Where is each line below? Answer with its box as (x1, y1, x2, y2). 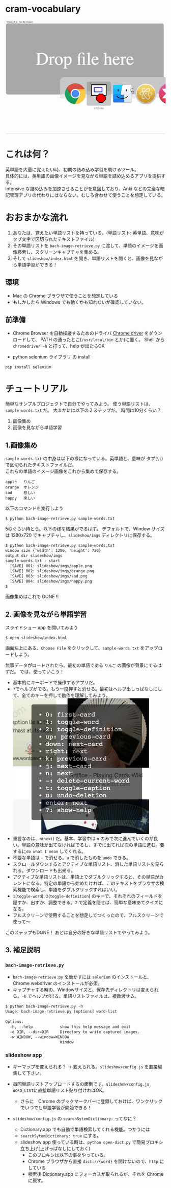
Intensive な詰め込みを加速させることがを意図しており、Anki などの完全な (5, 185, 160, 192)
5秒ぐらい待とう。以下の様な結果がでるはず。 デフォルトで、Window (5, 526, 151, 532)
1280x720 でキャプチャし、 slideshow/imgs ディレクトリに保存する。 (11, 532, 155, 539)
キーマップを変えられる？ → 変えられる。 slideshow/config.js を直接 (12, 1064, 158, 1070)
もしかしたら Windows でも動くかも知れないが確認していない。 (12, 299, 147, 305)
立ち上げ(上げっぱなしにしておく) (20, 1146, 91, 1152)
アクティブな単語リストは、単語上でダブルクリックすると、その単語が (12, 874, 159, 880)
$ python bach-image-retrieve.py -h (5, 1003, 83, 1009)
